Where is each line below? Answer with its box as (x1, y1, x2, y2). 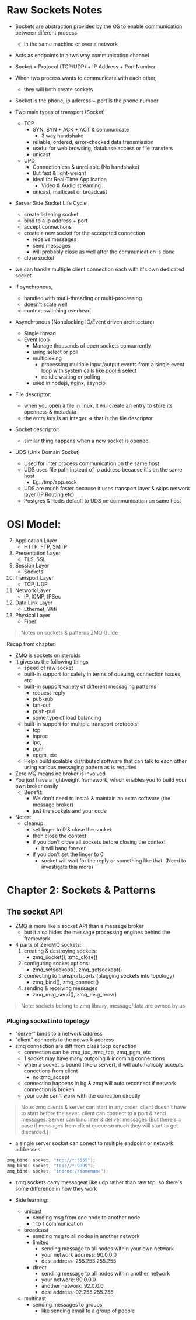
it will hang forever (41, 844, 86, 851)
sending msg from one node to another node (32, 1214, 141, 1221)
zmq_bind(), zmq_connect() (32, 978, 99, 985)
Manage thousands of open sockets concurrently (32, 342, 151, 349)
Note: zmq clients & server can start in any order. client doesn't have (20, 1104, 186, 1111)
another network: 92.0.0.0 (41, 1282, 104, 1289)
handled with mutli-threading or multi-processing (23, 294, 142, 301)
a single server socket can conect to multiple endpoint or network (15, 1140, 174, 1147)
